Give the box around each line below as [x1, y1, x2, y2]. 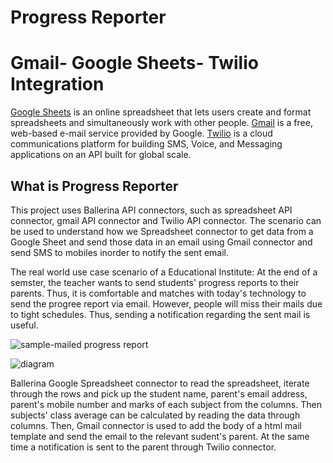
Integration [10, 73, 105, 96]
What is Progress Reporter [10, 177, 179, 195]
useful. [10, 319, 39, 331]
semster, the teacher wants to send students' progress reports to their [10, 276, 300, 288]
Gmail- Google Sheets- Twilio [10, 52, 259, 75]
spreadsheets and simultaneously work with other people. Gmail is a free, [10, 117, 313, 129]
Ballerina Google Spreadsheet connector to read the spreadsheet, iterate [10, 377, 310, 389]
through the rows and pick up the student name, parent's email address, [10, 387, 308, 400]
